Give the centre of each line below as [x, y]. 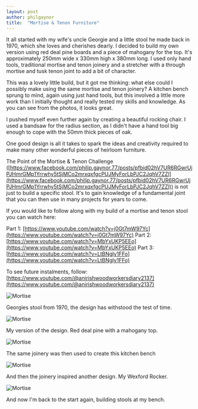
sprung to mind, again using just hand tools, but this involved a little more [96, 95]
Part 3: [146, 248]
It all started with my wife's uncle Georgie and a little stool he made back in [98, 40]
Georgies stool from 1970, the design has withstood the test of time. [89, 307]
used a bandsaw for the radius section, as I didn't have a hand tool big [92, 126]
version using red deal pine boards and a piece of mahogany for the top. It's [99, 52]
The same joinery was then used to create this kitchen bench [81, 354]
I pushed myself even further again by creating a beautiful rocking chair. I [96, 119]
